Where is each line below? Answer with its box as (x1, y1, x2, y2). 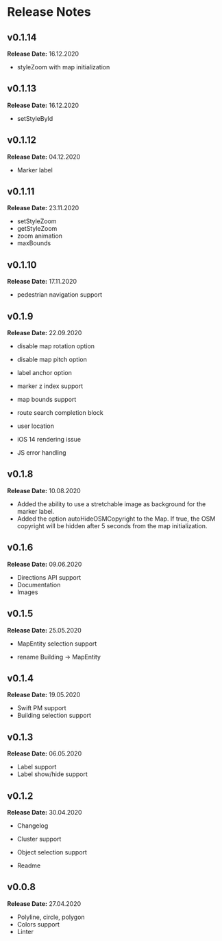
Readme (16, 861, 41, 870)
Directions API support (16, 573, 82, 581)
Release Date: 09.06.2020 (7, 560, 82, 568)
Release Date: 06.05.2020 (7, 749, 82, 758)
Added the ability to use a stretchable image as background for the (16, 499, 206, 508)
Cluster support (16, 835, 62, 843)
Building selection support (16, 712, 91, 720)
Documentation (16, 580, 61, 589)
